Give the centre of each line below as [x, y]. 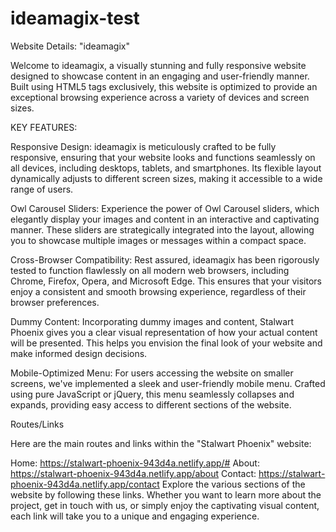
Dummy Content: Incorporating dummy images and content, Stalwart [152, 321]
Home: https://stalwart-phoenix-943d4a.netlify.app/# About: [135, 463]
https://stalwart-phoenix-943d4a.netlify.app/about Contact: [133, 473]
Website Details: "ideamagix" [70, 46]
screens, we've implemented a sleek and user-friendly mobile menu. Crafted [168, 383]
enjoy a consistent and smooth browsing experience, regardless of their [158, 291]
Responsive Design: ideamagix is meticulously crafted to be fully [143, 146]
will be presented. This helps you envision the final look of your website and [166, 343]
